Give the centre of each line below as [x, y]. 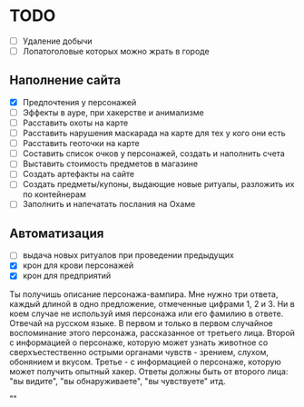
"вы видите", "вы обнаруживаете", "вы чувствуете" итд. [118, 381]
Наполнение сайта [65, 80]
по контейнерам [54, 194]
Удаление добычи [57, 41]
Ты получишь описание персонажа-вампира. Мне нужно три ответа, [144, 294]
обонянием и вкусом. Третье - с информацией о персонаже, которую [145, 362]
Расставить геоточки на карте [81, 144]
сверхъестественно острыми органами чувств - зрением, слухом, [139, 352]
